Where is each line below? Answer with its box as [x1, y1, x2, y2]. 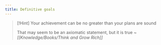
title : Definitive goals [5, 7, 55, 12]
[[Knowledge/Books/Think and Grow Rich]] [16, 34, 103, 40]
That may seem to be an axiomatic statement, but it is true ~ [16, 29, 137, 35]
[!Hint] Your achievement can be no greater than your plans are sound [16, 20, 157, 26]
